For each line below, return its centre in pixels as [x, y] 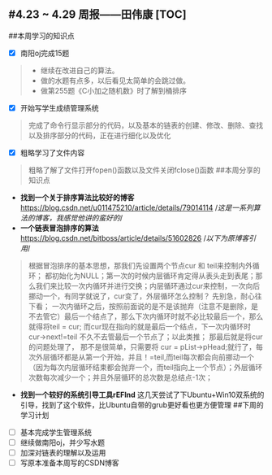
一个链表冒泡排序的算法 [59, 228]
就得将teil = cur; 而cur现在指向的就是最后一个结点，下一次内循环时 [140, 327]
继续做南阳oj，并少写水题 [63, 442]
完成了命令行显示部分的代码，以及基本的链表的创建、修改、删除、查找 [146, 125]
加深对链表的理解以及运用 [63, 453]
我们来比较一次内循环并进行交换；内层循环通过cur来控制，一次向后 [148, 286]
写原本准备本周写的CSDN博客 [69, 463]
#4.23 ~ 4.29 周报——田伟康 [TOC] [97, 15]
